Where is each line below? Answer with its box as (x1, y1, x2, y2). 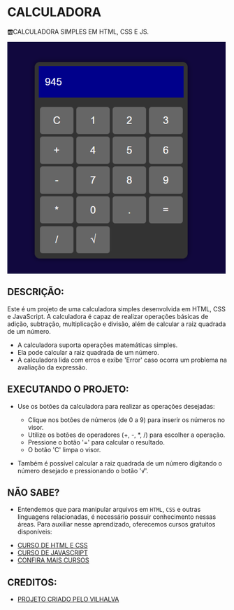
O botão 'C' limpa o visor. (27, 445, 101, 454)
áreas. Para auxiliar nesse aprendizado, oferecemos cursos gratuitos (17, 520, 216, 529)
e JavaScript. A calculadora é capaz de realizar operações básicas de (7, 312, 209, 320)
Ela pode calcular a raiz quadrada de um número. (17, 348, 159, 356)
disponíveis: (17, 527, 52, 536)
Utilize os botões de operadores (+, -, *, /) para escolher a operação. (27, 431, 226, 439)
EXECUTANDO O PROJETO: (7, 384, 129, 395)
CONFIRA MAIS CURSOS (17, 556, 89, 564)
